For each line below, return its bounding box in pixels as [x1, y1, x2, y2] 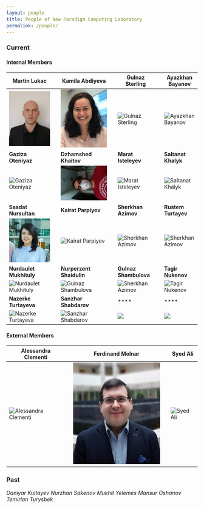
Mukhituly [8, 271, 35, 279]
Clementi [24, 353, 48, 361]
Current [6, 43, 30, 52]
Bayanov [168, 80, 191, 88]
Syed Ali [172, 350, 194, 358]
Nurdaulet [8, 265, 35, 272]
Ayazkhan [166, 74, 193, 81]
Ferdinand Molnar [93, 350, 140, 358]
